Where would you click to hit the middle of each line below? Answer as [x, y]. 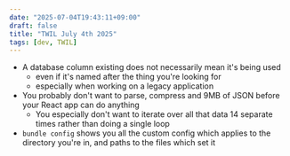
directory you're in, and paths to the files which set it [119, 143]
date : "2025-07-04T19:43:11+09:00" [75, 17]
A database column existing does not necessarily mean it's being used [152, 67]
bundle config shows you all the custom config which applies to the [146, 133]
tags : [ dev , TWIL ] [43, 42]
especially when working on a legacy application [125, 86]
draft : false [33, 26]
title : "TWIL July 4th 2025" [63, 34]
